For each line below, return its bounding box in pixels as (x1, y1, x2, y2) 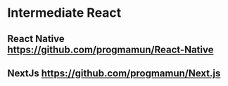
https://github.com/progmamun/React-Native (7, 43, 214, 55)
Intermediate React (7, 5, 122, 21)
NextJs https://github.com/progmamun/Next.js (7, 67, 221, 79)
